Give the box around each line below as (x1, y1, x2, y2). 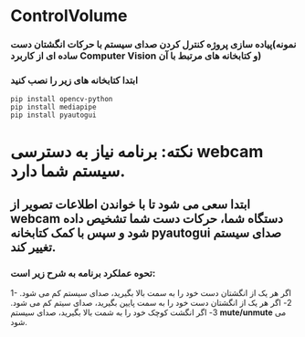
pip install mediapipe (10, 102, 97, 112)
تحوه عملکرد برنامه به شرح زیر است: (10, 267, 156, 279)
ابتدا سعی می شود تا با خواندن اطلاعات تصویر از (10, 196, 250, 212)
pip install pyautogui (10, 111, 97, 120)
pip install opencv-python (10, 95, 113, 104)
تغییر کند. (10, 239, 57, 255)
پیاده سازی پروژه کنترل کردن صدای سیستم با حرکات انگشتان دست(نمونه (10, 38, 297, 51)
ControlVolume (10, 5, 128, 26)
